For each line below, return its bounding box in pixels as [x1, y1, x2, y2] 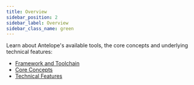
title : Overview [6, 8, 47, 15]
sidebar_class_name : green [6, 25, 74, 32]
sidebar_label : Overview [6, 20, 69, 26]
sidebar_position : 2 [6, 14, 58, 20]
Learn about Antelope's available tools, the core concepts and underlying [6, 42, 189, 49]
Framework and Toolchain [14, 60, 80, 67]
